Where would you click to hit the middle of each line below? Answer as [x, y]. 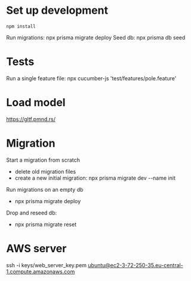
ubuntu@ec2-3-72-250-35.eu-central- [135, 265]
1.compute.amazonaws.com [41, 271]
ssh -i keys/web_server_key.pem [47, 265]
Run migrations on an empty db [45, 189]
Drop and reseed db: [32, 213]
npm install [21, 26]
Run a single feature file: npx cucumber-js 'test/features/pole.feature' [91, 78]
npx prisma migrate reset [45, 224]
